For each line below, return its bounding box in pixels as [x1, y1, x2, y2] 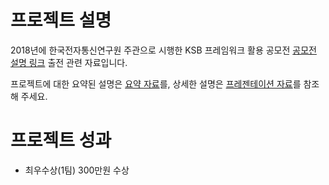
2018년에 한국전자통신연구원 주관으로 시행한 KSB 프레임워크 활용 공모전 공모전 [10, 44, 317, 56]
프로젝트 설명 [10, 9, 112, 32]
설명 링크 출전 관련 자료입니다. [10, 56, 128, 68]
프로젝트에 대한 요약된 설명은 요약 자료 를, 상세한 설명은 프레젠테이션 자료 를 [10, 77, 302, 90]
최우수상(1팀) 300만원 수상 [24, 164, 130, 176]
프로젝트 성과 [10, 129, 112, 152]
